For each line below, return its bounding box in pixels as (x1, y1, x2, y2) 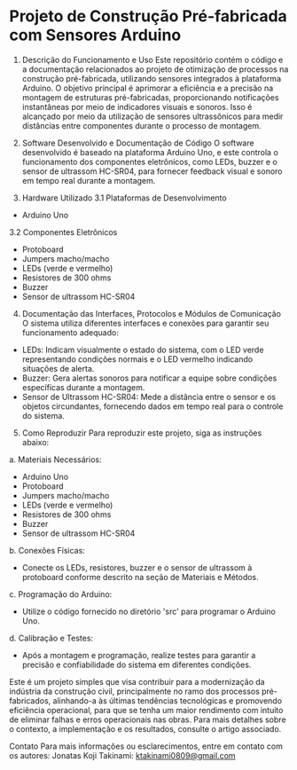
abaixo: (21, 436, 50, 447)
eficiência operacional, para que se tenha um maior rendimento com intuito (9, 704, 284, 715)
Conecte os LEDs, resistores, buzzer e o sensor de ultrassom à (21, 562, 253, 573)
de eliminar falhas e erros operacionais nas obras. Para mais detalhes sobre (9, 714, 286, 725)
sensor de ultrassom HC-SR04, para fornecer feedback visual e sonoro (21, 166, 283, 177)
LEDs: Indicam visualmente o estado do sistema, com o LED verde (21, 344, 264, 355)
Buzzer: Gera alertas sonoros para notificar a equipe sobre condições (21, 373, 277, 383)
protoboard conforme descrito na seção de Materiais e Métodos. (21, 571, 259, 582)
